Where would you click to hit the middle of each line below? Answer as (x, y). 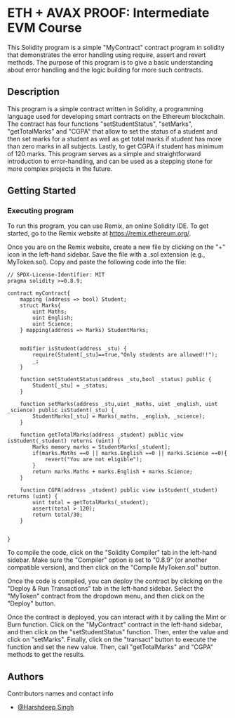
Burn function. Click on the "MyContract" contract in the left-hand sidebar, (115, 624)
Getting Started (42, 191)
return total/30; (58, 515)
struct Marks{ (40, 306)
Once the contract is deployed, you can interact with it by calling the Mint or (117, 617)
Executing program (41, 211)
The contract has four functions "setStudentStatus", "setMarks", (100, 124)
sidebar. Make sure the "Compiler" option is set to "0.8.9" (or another (107, 560)
